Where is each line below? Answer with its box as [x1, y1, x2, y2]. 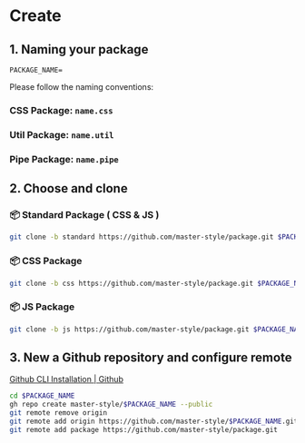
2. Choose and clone [9, 181, 129, 196]
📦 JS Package [9, 300, 75, 313]
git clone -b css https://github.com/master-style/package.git [9, 279, 254, 288]
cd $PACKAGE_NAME [9, 391, 75, 400]
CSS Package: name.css [9, 103, 113, 116]
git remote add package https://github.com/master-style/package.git [9, 425, 279, 434]
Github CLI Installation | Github [9, 374, 124, 385]
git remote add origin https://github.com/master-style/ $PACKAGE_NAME [9, 417, 282, 427]
